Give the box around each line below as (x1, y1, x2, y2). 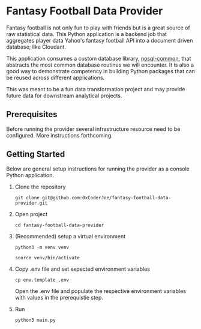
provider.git (14, 200, 48, 206)
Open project (14, 210, 48, 217)
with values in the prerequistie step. (14, 294, 104, 301)
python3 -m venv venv (14, 244, 69, 250)
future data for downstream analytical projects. (6, 92, 122, 99)
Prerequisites (6, 109, 58, 119)
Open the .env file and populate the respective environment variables (14, 287, 186, 295)
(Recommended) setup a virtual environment (14, 232, 126, 240)
